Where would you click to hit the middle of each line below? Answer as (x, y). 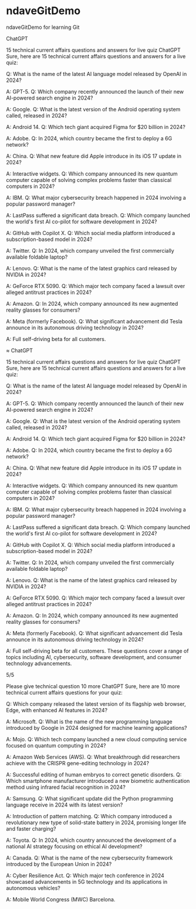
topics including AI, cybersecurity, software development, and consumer (94, 657)
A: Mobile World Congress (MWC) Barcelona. (61, 899)
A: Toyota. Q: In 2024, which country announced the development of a (91, 840)
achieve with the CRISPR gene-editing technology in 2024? (78, 763)
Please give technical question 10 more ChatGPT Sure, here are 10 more (93, 686)
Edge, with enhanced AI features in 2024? (57, 710)
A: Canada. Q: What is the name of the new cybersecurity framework (89, 858)
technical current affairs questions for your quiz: (65, 692)
